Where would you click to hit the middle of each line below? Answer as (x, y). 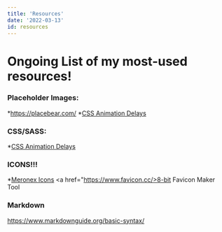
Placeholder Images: (43, 98)
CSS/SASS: (27, 131)
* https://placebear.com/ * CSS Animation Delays (77, 113)
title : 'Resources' (36, 14)
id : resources (28, 27)
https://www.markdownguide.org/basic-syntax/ (76, 220)
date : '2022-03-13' (36, 20)
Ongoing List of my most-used (97, 61)
